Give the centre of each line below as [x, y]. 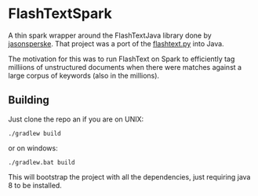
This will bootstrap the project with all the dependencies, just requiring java [129, 176]
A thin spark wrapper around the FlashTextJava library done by [110, 35]
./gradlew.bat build [42, 162]
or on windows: [33, 148]
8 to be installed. [35, 185]
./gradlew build [35, 133]
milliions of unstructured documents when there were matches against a [125, 67]
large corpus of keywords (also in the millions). [84, 75]
